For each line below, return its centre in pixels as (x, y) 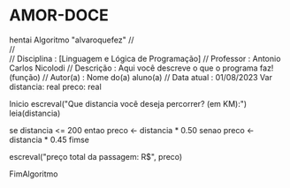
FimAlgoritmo (34, 174)
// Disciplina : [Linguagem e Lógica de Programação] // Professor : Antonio (145, 58)
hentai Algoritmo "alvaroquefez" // (72, 40)
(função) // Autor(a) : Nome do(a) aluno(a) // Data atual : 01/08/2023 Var (141, 77)
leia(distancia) (35, 113)
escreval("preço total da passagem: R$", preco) (96, 156)
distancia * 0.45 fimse (50, 139)
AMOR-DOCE (59, 15)
